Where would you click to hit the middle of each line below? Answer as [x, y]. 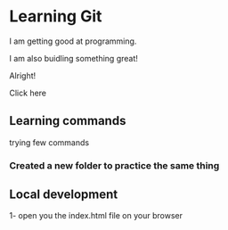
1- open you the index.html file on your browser [96, 216]
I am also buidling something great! [73, 58]
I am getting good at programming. [73, 41]
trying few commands [49, 142]
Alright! [23, 75]
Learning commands [68, 121]
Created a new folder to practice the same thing [114, 165]
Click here [28, 93]
